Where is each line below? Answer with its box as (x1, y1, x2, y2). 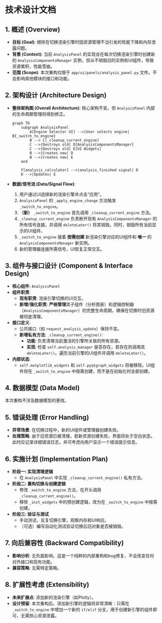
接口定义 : (12, 320, 31, 325)
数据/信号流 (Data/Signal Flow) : (12, 181, 76, 187)
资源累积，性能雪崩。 (12, 64, 55, 69)
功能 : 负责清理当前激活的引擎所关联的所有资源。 (26, 338, 123, 343)
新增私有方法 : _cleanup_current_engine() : (19, 332, 103, 338)
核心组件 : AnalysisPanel (12, 283, 60, 289)
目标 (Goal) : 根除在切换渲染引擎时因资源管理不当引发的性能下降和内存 (12, 39, 152, 45)
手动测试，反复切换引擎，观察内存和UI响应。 (19, 517, 109, 523)
